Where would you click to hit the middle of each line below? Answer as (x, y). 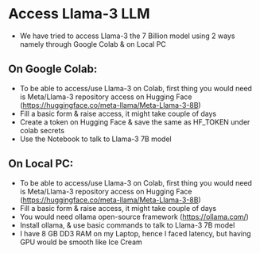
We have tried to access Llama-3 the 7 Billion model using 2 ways (127, 36)
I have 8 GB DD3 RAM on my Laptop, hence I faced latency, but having (136, 233)
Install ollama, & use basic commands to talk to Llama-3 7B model (127, 225)
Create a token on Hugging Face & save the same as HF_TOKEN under (135, 122)
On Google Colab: (53, 69)
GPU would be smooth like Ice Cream (81, 242)
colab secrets (42, 130)
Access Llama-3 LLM (79, 14)
